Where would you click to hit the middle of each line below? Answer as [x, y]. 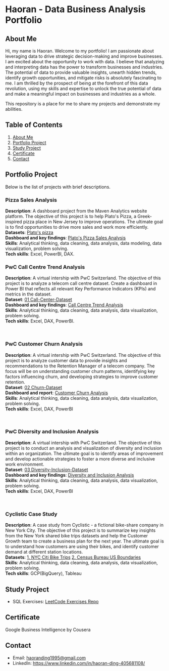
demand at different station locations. [44, 552]
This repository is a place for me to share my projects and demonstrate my [83, 104]
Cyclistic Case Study [31, 514]
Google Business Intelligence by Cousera [48, 630]
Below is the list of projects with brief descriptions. [58, 187]
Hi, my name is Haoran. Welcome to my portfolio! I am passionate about [80, 51]
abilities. [14, 109]
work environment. [25, 464]
